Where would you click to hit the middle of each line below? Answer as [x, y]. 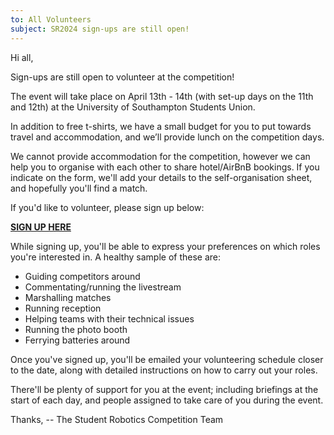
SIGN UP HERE [41, 227]
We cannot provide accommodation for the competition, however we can [160, 156]
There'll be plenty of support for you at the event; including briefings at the [164, 389]
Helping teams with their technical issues [109, 318]
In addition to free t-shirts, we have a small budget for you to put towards [161, 126]
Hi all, [22, 57]
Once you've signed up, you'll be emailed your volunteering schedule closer [167, 359]
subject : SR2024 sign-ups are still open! [100, 29]
